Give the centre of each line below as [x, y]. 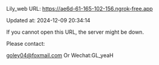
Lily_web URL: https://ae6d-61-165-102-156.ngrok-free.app [79, 9]
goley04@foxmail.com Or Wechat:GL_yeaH [60, 55]
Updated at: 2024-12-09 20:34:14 [48, 20]
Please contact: [26, 44]
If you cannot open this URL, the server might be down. [75, 32]
